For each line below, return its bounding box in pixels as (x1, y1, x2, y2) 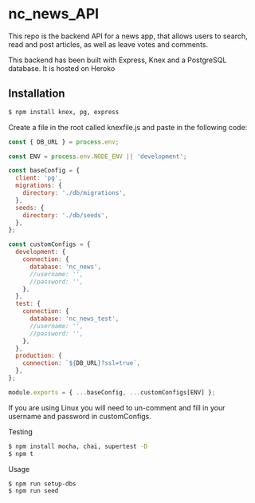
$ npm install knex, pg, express (8, 108, 120, 116)
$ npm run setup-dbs (8, 480, 77, 488)
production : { (15, 352, 62, 360)
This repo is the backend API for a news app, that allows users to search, (8, 31, 249, 41)
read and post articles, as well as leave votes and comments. (8, 39, 209, 49)
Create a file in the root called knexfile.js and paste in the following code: (8, 122, 248, 132)
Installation (8, 87, 65, 101)
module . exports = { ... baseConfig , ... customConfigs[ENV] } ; (8, 388, 216, 396)
